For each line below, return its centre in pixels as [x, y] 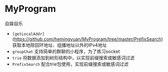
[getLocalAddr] [28, 34]
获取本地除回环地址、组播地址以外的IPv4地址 [59, 45]
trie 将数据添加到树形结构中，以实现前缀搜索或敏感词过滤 [73, 58]
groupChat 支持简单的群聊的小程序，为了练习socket [66, 51]
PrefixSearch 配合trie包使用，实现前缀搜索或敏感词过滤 [70, 64]
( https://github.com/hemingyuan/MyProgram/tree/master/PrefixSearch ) [88, 39]
